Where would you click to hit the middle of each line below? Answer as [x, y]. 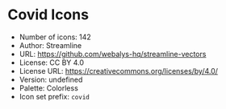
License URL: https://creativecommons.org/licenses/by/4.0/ [119, 71]
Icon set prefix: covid [54, 96]
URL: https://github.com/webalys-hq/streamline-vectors [113, 54]
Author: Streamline [50, 45]
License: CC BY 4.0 [52, 63]
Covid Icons [48, 15]
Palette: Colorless [48, 88]
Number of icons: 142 [55, 37]
